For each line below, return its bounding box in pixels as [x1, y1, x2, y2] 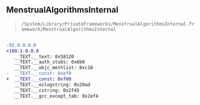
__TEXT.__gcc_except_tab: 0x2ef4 [14, 93, 98, 99]
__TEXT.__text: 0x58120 [14, 53, 74, 59]
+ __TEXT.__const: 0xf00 [6, 76, 71, 83]
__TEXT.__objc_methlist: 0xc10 [14, 65, 94, 71]
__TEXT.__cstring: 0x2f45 [14, 87, 80, 93]
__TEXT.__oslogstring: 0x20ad [14, 81, 91, 87]
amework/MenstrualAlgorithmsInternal [21, 26, 117, 32]
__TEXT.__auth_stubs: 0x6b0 [14, 59, 85, 66]
